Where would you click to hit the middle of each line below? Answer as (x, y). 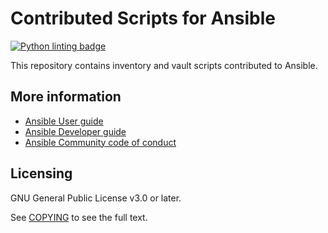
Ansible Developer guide (75, 131)
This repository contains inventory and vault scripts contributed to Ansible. (164, 65)
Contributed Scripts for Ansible (143, 18)
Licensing (41, 173)
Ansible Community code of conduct (100, 142)
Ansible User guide (64, 121)
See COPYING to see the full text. (79, 217)
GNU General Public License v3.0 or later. (96, 198)
